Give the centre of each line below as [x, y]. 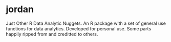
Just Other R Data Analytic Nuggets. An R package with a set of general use [86, 23]
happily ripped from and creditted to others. [52, 34]
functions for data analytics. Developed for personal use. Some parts [79, 28]
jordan [20, 9]
